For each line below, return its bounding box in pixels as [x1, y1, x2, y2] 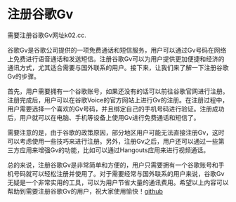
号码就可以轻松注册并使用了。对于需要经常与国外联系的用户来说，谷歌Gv [13, 169, 225, 177]
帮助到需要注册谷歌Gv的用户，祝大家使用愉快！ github [7, 187, 163, 195]
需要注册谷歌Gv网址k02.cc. [7, 31, 86, 39]
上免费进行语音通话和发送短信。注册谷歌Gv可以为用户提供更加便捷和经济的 [7, 54, 225, 63]
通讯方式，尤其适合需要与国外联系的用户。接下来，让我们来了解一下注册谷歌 [7, 63, 229, 72]
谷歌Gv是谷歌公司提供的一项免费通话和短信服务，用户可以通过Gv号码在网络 [7, 46, 227, 54]
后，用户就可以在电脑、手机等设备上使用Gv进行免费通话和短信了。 [7, 113, 200, 121]
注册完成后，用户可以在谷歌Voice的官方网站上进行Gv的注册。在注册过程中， [7, 95, 229, 104]
